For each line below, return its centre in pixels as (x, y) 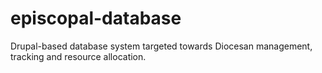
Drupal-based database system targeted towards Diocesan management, (161, 46)
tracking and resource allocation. (78, 56)
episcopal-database (96, 18)
